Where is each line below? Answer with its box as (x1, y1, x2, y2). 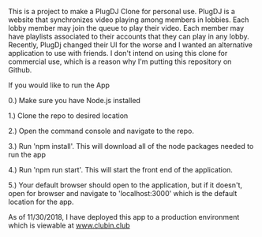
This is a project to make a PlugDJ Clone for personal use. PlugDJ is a (8, 7, 235, 16)
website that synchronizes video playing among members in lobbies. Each (8, 15, 249, 24)
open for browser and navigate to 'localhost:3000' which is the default (8, 189, 238, 198)
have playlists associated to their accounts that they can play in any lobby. (8, 31, 250, 41)
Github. (8, 65, 32, 74)
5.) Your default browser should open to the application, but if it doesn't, (8, 180, 243, 190)
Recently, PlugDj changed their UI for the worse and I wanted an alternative (8, 40, 253, 50)
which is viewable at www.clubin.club (8, 220, 130, 230)
